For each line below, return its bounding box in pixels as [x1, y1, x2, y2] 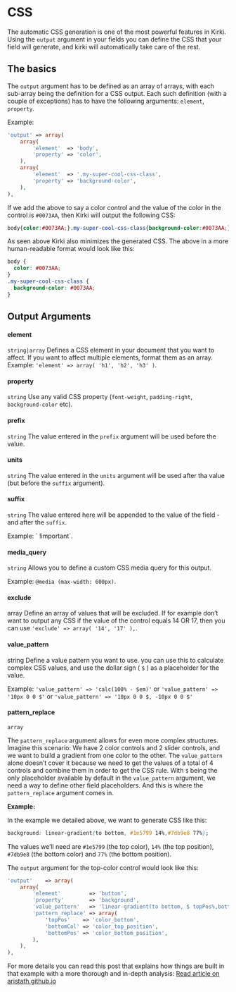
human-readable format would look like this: [7, 245, 135, 253]
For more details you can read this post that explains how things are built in [7, 962, 225, 970]
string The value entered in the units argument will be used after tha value [7, 471, 225, 479]
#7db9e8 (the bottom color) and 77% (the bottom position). [7, 850, 172, 858]
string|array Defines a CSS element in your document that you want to [7, 346, 215, 355]
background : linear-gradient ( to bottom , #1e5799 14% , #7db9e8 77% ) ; [7, 829, 209, 836]
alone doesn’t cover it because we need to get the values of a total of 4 [7, 759, 214, 767]
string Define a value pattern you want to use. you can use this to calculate [7, 656, 224, 664]
